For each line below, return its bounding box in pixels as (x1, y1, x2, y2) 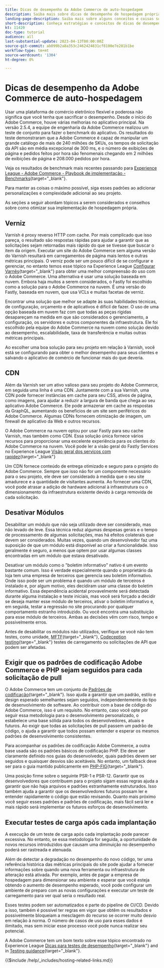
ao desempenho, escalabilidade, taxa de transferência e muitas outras (5, 330, 146, 335)
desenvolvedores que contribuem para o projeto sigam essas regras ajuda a (5, 778, 159, 784)
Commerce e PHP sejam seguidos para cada (5, 666, 143, 674)
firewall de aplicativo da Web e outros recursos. (5, 418, 101, 424)
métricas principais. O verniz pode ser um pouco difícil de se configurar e (5, 258, 154, 264)
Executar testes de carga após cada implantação (5, 818, 157, 826)
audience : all (5, 35, 34, 40)
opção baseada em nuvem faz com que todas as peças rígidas (5, 309, 132, 315)
